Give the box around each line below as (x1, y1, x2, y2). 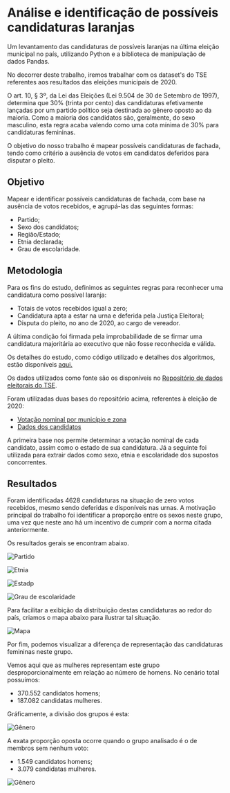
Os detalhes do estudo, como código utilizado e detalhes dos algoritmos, (7, 353, 215, 361)
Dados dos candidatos (17, 422, 82, 430)
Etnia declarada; (17, 237, 64, 246)
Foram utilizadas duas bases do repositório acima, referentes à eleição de (7, 394, 218, 403)
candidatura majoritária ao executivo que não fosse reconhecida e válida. (7, 339, 216, 347)
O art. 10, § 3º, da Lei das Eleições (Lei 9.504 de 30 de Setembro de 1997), (7, 91, 220, 100)
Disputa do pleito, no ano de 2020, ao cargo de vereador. (17, 318, 181, 327)
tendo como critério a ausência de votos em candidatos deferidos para (7, 149, 209, 157)
